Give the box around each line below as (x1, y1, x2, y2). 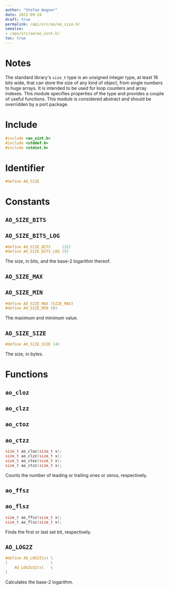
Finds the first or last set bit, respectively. (5, 529, 92, 535)
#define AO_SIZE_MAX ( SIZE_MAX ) (5, 301, 73, 306)
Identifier (5, 162, 45, 174)
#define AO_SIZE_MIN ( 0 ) (5, 306, 58, 311)
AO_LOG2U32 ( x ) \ (14, 565, 53, 570)
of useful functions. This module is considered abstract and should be (5, 96, 152, 102)
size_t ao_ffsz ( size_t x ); (5, 515, 62, 520)
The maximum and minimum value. (5, 315, 78, 321)
